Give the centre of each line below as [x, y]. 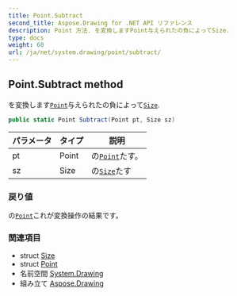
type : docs [26, 38]
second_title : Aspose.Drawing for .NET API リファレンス [100, 23]
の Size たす [111, 171]
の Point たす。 [117, 156]
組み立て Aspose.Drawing [62, 283]
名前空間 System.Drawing [61, 274]
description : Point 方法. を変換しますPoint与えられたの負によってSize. [119, 30]
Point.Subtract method [66, 85]
